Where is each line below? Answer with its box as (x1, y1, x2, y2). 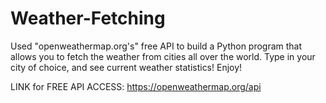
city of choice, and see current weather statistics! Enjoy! (10, 61, 243, 73)
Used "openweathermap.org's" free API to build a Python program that (10, 40, 303, 52)
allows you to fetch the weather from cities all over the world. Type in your (10, 50, 316, 62)
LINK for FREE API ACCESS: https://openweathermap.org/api (10, 80, 262, 92)
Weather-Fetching (10, 7, 166, 30)
